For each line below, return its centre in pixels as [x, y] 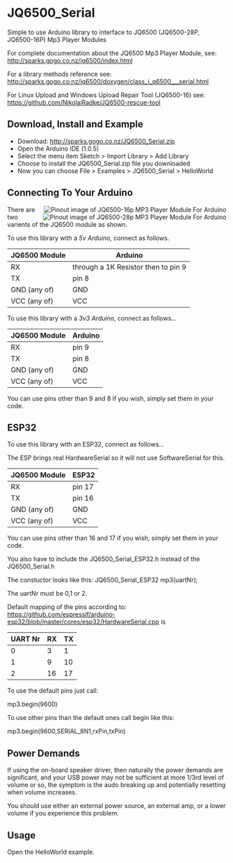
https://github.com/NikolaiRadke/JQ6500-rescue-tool [84, 102]
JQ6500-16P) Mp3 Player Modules [57, 39]
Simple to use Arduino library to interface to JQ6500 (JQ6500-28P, [104, 32]
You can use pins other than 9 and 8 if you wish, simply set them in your [111, 398]
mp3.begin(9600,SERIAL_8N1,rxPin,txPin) [67, 731]
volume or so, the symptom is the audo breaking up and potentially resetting [116, 785]
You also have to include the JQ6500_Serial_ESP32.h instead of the [104, 559]
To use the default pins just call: [53, 691]
